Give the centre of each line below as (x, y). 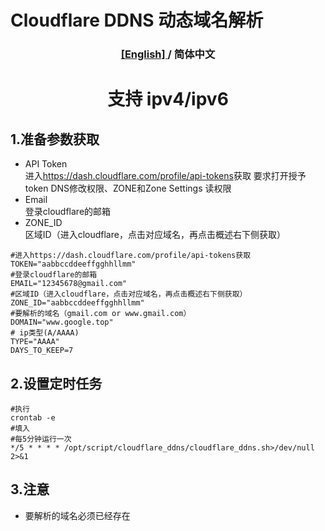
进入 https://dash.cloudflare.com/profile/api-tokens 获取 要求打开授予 (165, 176)
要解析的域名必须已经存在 (77, 515)
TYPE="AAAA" (35, 342)
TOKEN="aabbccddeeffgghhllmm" (73, 264)
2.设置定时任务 (56, 383)
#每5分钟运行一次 (41, 439)
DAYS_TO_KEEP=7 (42, 351)
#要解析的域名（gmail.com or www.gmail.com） (101, 314)
